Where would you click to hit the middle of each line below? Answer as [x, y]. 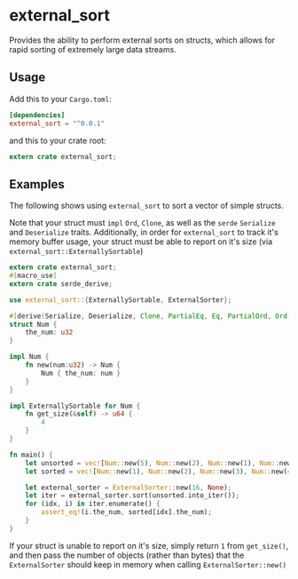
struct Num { [33, 324]
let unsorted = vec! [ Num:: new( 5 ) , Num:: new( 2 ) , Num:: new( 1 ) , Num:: [153, 463]
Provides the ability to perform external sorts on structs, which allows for [142, 40]
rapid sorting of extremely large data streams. [93, 49]
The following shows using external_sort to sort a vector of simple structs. [146, 206]
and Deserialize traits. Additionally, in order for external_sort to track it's [144, 233]
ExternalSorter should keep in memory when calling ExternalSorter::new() [148, 564]
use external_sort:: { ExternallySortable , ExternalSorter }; [121, 300]
